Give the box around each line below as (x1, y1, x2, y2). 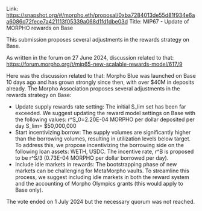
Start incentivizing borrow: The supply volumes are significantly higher (14, 129, 191, 136)
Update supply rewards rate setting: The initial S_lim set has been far (14, 103, 186, 110)
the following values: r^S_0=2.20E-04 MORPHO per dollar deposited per (14, 116, 195, 123)
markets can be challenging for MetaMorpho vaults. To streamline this (14, 167, 189, 174)
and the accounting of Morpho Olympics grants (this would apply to (14, 180, 184, 187)
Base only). (14, 186, 43, 194)
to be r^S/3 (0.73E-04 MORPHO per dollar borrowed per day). (14, 154, 169, 162)
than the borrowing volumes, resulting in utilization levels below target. (14, 135, 191, 142)
